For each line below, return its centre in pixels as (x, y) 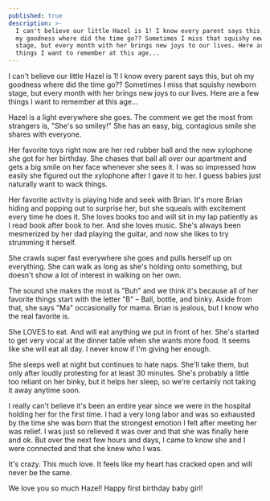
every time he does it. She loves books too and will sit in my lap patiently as (133, 217)
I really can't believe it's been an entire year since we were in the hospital (130, 406)
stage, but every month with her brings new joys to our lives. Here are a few (134, 93)
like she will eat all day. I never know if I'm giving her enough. (110, 349)
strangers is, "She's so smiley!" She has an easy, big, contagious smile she (132, 126)
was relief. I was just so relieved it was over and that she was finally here (129, 431)
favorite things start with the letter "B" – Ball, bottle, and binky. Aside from (131, 299)
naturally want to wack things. (58, 184)
